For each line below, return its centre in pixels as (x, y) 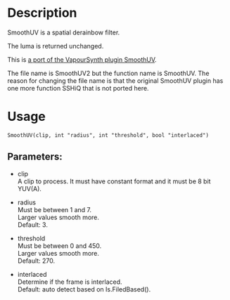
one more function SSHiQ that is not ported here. (78, 88)
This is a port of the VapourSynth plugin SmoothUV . (82, 59)
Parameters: (35, 157)
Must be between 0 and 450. (59, 246)
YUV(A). (30, 188)
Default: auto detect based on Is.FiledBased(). (84, 289)
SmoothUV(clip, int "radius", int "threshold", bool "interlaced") (108, 135)
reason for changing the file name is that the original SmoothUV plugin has (115, 80)
